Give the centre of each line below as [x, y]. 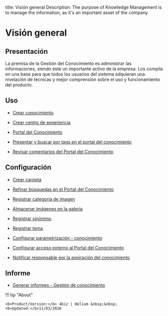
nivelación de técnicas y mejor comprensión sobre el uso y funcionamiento [83, 79]
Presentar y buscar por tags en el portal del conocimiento [72, 142]
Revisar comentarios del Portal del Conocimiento [63, 151]
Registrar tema [28, 228]
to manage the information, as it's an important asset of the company [76, 13]
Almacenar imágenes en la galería [47, 208]
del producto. [19, 85]
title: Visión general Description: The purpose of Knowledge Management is [83, 7]
